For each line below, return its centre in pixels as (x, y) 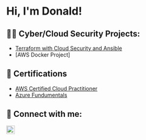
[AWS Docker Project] (43, 55)
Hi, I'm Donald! (44, 11)
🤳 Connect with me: (44, 114)
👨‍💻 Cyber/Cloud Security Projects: (73, 34)
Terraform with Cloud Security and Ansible (69, 48)
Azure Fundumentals (41, 95)
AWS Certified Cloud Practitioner (56, 88)
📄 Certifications (37, 74)
